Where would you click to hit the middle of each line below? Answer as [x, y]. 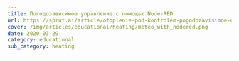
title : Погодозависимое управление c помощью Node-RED [90, 14]
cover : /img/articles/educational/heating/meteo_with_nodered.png [108, 27]
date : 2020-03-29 [33, 33]
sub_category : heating [41, 46]
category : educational [41, 40]
